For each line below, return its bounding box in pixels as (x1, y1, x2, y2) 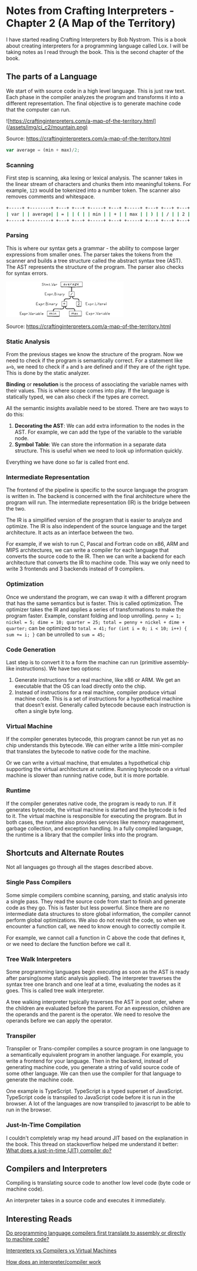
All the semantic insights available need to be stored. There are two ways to (6, 405, 189, 412)
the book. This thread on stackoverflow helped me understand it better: (6, 1140, 179, 1148)
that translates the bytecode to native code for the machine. (6, 748, 151, 755)
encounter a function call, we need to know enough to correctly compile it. (6, 922, 186, 929)
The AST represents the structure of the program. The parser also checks (6, 263, 184, 271)
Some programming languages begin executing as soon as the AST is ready (6, 968, 189, 975)
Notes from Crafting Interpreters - (6, 4, 175, 18)
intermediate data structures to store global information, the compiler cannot (6, 910, 191, 917)
